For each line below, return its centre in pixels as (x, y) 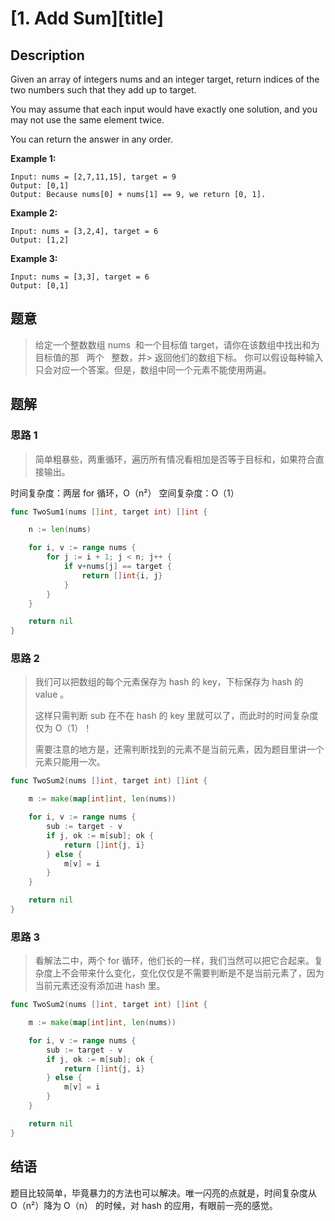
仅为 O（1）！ (63, 728)
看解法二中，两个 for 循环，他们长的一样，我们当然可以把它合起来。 (174, 961)
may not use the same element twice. (87, 120)
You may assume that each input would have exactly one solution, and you (164, 109)
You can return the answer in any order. (91, 139)
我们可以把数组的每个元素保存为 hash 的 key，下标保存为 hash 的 (169, 682)
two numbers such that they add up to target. (103, 90)
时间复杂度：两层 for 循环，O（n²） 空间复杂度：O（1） (125, 493)
